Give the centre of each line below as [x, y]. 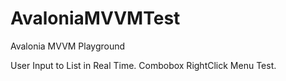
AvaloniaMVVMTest [95, 18]
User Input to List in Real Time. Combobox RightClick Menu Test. [143, 65]
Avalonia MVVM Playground [68, 46]
